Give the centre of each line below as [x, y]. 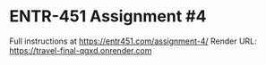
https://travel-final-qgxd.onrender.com [81, 50]
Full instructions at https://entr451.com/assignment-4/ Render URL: [133, 41]
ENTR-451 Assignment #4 [108, 16]
